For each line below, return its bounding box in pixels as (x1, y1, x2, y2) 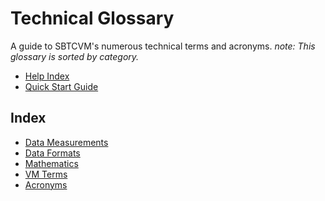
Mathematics (24, 157, 79, 169)
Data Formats (24, 147, 81, 159)
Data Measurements (24, 136, 109, 148)
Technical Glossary (10, 7, 175, 30)
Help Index (24, 70, 70, 82)
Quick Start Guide (24, 80, 99, 92)
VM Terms (24, 168, 68, 180)
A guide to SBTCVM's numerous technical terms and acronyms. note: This (10, 40, 316, 52)
